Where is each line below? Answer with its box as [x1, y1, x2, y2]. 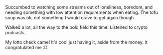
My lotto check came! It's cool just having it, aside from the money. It [5, 39, 148, 45]
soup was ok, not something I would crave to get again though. [5, 15, 135, 20]
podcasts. [5, 30, 26, 35]
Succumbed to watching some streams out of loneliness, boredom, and [5, 4, 153, 10]
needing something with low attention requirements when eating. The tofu [5, 9, 158, 15]
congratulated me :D [5, 45, 48, 50]
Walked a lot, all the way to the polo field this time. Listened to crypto [5, 24, 148, 30]
